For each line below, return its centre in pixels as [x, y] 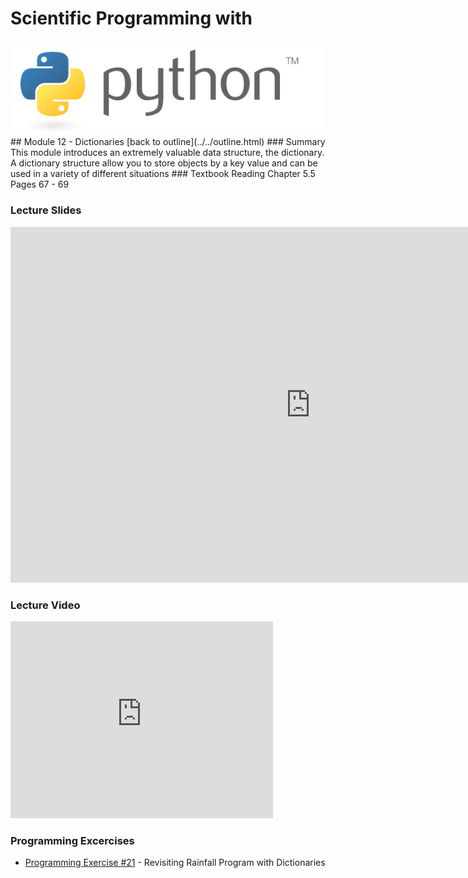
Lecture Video [45, 605]
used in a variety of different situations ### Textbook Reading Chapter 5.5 [163, 174]
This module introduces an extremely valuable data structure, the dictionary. [167, 153]
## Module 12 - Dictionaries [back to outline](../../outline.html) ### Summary [168, 142]
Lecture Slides [46, 210]
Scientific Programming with [131, 18]
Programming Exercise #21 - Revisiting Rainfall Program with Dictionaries [175, 863]
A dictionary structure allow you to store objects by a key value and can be [164, 163]
